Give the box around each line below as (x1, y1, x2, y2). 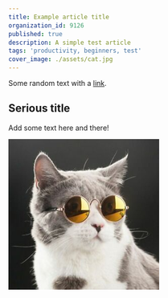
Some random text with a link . (8, 79, 107, 88)
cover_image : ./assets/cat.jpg (8, 55, 113, 63)
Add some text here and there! (8, 123, 110, 133)
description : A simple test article (8, 39, 131, 47)
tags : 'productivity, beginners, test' (8, 47, 142, 55)
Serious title (8, 101, 71, 116)
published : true (8, 30, 63, 38)
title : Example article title (8, 13, 110, 21)
